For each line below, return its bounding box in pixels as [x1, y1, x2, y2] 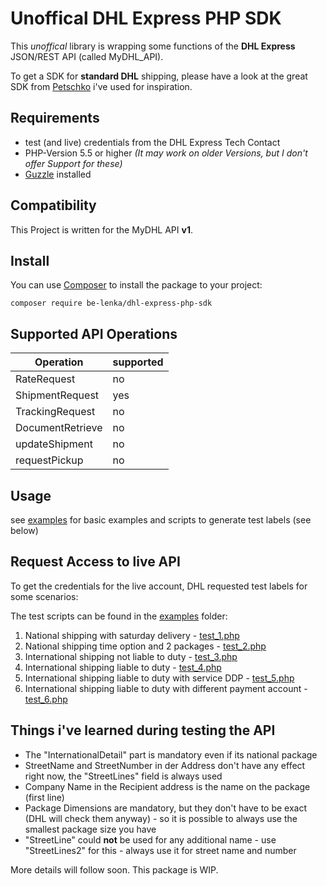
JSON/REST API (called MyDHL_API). [10, 50, 164, 62]
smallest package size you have [24, 823, 157, 835]
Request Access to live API [10, 553, 181, 571]
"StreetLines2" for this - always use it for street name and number [24, 844, 297, 856]
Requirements [10, 110, 100, 127]
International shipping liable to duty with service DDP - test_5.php [24, 672, 295, 684]
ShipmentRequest [15, 388, 100, 402]
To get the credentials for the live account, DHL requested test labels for [10, 580, 308, 592]
